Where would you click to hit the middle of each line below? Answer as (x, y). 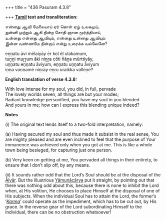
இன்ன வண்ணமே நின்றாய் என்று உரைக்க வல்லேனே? (56, 44)
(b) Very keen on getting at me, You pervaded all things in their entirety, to (81, 160)
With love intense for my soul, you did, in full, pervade (61, 89)
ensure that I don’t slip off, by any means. (48, 165)
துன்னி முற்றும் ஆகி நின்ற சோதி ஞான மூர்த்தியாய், (53, 32)
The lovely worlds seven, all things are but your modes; (62, 94)
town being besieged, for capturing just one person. (59, 150)
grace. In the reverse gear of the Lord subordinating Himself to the (73, 207)
